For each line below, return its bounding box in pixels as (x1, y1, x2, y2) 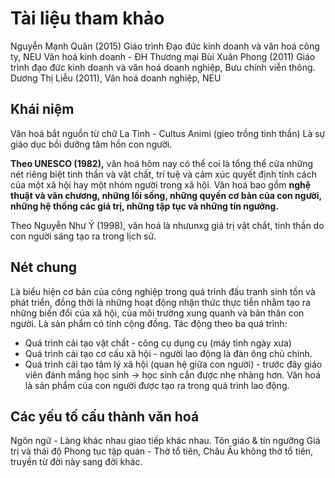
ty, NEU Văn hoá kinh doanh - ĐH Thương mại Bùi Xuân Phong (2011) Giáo (10, 50, 316, 62)
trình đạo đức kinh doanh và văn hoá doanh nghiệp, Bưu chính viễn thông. (10, 61, 316, 73)
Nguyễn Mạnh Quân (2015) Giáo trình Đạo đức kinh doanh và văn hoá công (10, 40, 320, 52)
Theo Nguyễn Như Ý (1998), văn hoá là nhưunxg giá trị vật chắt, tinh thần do (10, 219, 325, 231)
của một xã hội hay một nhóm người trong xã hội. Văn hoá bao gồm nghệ (10, 178, 312, 191)
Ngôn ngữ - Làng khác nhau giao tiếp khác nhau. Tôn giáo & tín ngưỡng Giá (10, 435, 321, 447)
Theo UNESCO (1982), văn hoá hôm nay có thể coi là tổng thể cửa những (10, 157, 314, 169)
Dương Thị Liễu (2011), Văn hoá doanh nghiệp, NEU (10, 72, 222, 84)
